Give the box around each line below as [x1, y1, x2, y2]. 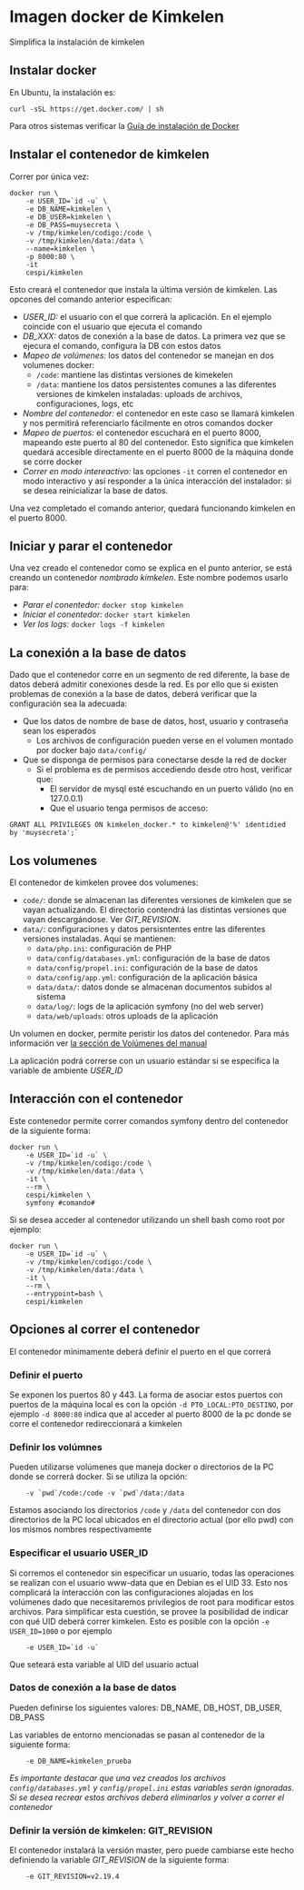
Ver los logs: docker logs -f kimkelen [22, 619, 165, 630]
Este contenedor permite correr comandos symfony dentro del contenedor [9, 1115, 289, 1126]
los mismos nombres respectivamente [9, 1524, 152, 1535]
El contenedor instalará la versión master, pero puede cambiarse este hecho [9, 1845, 295, 1855]
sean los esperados [22, 725, 97, 737]
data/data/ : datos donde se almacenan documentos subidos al [35, 981, 272, 992]
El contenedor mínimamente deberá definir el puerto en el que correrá [9, 1346, 271, 1357]
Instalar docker [9, 63, 97, 78]
